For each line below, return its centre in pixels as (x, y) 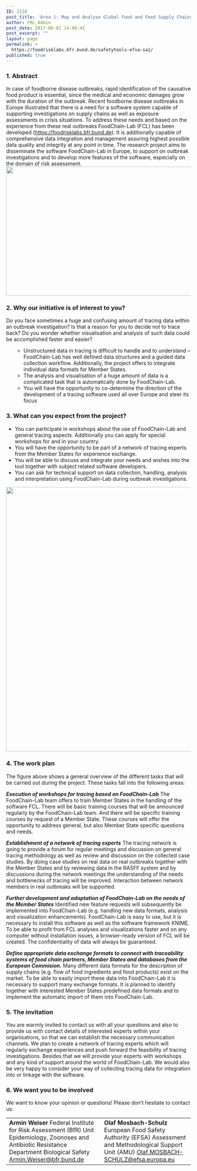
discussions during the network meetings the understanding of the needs (95, 874)
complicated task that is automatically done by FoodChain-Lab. (100, 382)
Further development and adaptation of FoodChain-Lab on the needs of (96, 898)
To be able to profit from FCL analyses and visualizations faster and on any (96, 929)
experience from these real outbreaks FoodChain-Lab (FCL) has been (90, 126)
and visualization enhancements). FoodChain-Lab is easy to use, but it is (94, 916)
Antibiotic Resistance (38, 1145)
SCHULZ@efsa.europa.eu (139, 1160)
